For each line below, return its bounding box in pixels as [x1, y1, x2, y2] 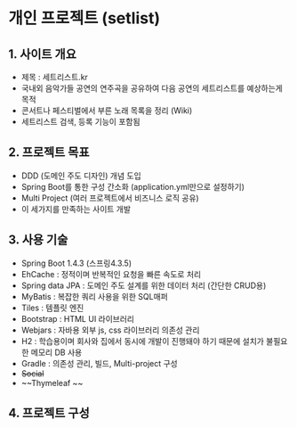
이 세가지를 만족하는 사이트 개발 [20, 203, 131, 214]
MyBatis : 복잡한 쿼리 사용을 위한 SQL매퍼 [20, 291, 168, 301]
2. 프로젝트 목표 [8, 144, 90, 160]
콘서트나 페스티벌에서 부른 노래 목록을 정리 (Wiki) [20, 105, 193, 116]
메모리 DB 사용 [30, 347, 83, 358]
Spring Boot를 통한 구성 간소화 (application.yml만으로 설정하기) [20, 181, 245, 192]
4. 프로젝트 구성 [8, 406, 90, 421]
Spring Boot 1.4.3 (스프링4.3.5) [20, 258, 132, 268]
